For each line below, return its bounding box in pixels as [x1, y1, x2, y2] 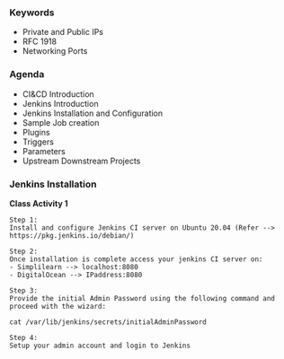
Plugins [22, 127, 51, 137]
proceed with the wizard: [9, 302, 106, 311]
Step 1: [9, 215, 39, 224]
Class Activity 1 [9, 197, 68, 208]
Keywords [9, 6, 55, 19]
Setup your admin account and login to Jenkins [9, 341, 191, 350]
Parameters [22, 145, 66, 156]
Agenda [9, 68, 45, 81]
